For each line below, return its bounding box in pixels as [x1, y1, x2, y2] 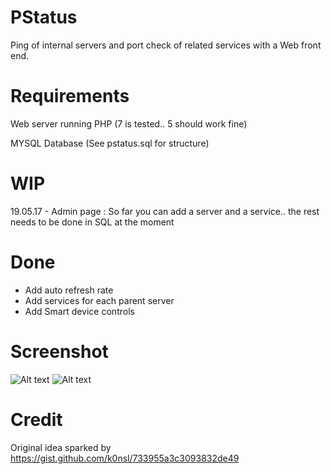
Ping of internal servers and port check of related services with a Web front [10, 39, 322, 51]
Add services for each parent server [24, 294, 175, 306]
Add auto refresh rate [24, 284, 114, 296]
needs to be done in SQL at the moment [10, 216, 175, 228]
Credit [10, 408, 63, 431]
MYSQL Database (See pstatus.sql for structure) [10, 137, 210, 149]
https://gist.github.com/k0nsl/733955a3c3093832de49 [10, 452, 240, 464]
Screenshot [10, 340, 109, 363]
